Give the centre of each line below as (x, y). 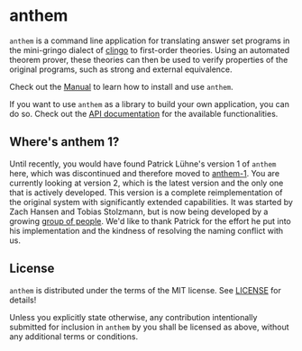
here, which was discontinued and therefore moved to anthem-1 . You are (145, 173)
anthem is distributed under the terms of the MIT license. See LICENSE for (145, 290)
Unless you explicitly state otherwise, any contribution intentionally (133, 317)
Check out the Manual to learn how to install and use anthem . (121, 86)
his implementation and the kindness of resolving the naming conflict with (146, 230)
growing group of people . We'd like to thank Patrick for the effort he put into (150, 220)
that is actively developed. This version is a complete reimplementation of (146, 192)
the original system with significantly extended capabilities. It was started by (151, 202)
